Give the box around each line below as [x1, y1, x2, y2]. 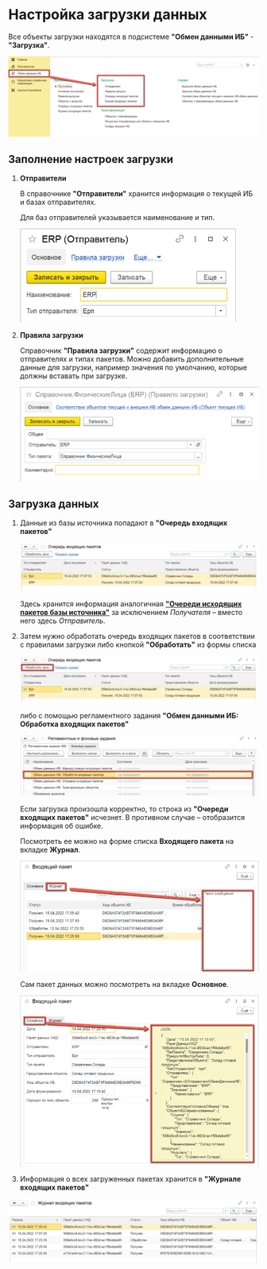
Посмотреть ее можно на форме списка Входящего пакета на [19, 836, 234, 845]
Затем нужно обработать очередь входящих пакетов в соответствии [19, 631, 256, 640]
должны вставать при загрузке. [19, 371, 128, 381]
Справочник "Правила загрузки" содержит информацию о [19, 346, 222, 355]
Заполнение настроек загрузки [8, 153, 173, 166]
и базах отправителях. [19, 197, 97, 207]
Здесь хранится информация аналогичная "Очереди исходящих [19, 598, 242, 609]
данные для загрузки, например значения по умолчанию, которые [19, 363, 248, 373]
